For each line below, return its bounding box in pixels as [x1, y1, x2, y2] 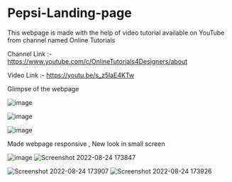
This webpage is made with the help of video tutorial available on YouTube [7, 28, 225, 37]
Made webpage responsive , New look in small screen [7, 140, 165, 148]
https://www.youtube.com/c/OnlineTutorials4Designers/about [7, 57, 188, 65]
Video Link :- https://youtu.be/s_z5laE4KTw [7, 71, 135, 79]
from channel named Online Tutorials [7, 35, 116, 44]
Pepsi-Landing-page [7, 5, 133, 21]
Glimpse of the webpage [7, 84, 79, 93]
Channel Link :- [7, 50, 53, 58]
